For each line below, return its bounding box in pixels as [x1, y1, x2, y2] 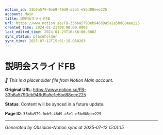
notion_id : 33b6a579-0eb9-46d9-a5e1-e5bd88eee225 [5, 7, 108, 12]
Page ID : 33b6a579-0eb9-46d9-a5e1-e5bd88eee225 [5, 110, 102, 116]
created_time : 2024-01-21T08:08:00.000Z [5, 25, 88, 30]
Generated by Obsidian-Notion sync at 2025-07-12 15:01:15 [5, 124, 124, 130]
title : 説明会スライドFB [5, 16, 50, 21]
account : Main [5, 12, 34, 16]
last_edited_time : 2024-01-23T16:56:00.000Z [5, 30, 97, 34]
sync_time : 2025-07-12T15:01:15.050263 [5, 39, 86, 44]
